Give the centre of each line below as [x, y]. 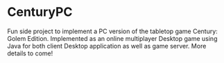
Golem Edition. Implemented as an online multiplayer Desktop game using [112, 38]
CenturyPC [40, 12]
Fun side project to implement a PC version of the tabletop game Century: [113, 31]
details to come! [30, 53]
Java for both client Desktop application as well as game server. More [107, 46]
